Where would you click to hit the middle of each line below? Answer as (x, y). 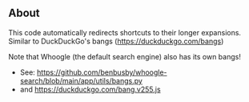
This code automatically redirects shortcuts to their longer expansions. (125, 32)
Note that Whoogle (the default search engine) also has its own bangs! (125, 56)
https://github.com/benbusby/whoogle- (102, 72)
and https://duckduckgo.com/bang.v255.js (90, 89)
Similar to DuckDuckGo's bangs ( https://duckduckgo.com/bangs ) (116, 41)
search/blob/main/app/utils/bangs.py (81, 80)
